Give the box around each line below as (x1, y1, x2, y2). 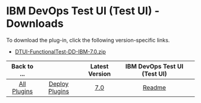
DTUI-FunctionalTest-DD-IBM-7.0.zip (14, 48, 106, 55)
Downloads (6, 17, 64, 30)
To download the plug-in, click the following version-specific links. (6, 36, 170, 43)
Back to (11, 62, 34, 70)
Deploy (48, 79, 69, 88)
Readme (142, 83, 166, 92)
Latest (90, 62, 109, 70)
